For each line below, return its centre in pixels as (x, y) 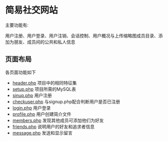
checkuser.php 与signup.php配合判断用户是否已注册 (66, 101)
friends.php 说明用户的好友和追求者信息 (53, 126)
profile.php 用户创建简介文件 (42, 114)
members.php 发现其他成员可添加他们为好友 (58, 120)
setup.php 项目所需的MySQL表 (44, 89)
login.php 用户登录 (31, 107)
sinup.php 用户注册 (32, 95)
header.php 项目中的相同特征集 (44, 82)
